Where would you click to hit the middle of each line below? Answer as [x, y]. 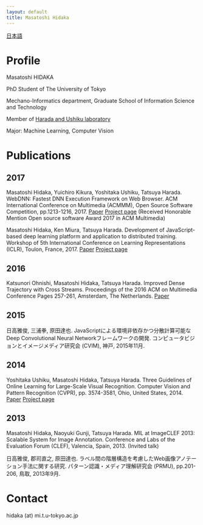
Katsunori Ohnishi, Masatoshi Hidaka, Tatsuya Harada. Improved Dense [96, 283]
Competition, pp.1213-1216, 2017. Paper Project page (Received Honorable [99, 212]
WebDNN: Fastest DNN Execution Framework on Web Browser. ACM [92, 199]
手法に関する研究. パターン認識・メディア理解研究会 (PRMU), [98, 466]
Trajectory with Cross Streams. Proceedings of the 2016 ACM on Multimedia [102, 290]
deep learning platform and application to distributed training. [100, 236]
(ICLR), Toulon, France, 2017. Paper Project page [67, 249]
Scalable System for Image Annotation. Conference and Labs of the [91, 439]
